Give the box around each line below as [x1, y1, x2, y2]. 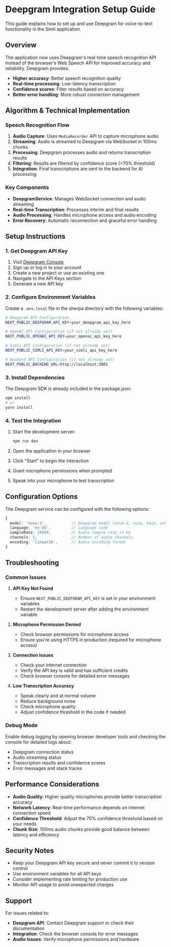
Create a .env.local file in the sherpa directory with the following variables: [5, 305, 164, 311]
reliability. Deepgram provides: [5, 65, 70, 71]
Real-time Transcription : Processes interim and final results [12, 206, 139, 213]
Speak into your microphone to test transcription [12, 477, 115, 484]
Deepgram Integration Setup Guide [5, 4, 156, 15]
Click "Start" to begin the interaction [12, 458, 89, 464]
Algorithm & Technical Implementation [5, 106, 130, 115]
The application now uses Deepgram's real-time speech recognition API [5, 54, 156, 60]
